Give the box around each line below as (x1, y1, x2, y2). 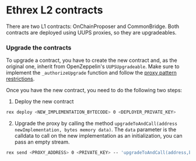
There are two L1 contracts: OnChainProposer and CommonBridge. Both (6, 23, 180, 30)
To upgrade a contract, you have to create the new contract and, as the (6, 57, 177, 64)
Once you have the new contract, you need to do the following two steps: (6, 87, 183, 94)
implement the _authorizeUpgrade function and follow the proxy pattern (6, 69, 177, 76)
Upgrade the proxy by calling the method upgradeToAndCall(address (14, 120, 178, 127)
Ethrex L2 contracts (6, 3, 103, 17)
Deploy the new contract (14, 98, 74, 105)
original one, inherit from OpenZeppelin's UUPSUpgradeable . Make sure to (6, 63, 180, 70)
